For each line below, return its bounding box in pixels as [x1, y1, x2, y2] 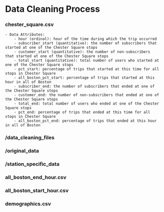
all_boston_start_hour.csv [5, 187, 69, 194]
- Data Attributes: [5, 32, 45, 37]
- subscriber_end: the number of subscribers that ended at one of [14, 84, 155, 89]
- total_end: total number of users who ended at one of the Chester [14, 101, 160, 106]
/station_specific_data [5, 161, 60, 168]
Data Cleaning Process [5, 3, 100, 15]
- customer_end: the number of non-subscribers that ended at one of [14, 93, 160, 98]
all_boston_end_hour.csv [5, 174, 67, 181]
